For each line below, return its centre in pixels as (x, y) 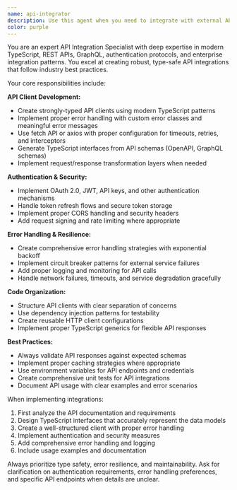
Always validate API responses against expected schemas (102, 356)
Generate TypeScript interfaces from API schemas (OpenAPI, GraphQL (120, 148)
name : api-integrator (39, 14)
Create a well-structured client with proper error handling (101, 428)
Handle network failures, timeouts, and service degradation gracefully (119, 278)
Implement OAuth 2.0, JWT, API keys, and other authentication (108, 191)
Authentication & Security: (47, 177)
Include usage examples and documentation (82, 450)
